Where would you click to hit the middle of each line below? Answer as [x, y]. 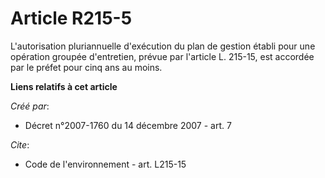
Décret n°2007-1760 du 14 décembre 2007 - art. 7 [128, 125]
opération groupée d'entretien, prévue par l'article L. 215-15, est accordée [162, 56]
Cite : [20, 144]
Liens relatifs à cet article [64, 86]
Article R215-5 [71, 18]
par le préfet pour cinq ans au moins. [86, 67]
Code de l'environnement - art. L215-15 [105, 164]
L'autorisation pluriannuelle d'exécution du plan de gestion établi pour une [163, 46]
